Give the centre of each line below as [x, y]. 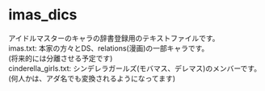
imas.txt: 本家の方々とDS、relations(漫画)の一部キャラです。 [109, 48]
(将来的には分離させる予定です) [61, 58]
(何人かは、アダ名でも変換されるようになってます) [92, 78]
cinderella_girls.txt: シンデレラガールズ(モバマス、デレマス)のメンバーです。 [135, 68]
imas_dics [43, 15]
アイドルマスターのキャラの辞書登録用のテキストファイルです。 [114, 38]
